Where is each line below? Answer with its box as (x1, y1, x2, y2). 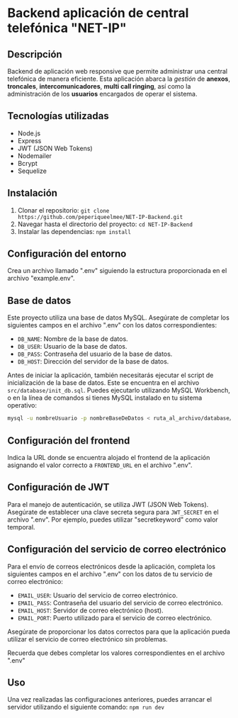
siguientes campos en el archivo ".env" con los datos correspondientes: (7, 321, 217, 330)
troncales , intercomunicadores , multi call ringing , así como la (7, 82, 191, 90)
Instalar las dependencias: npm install (17, 227, 131, 235)
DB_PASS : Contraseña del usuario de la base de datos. (17, 349, 173, 359)
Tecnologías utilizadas (7, 110, 109, 122)
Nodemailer (17, 151, 52, 160)
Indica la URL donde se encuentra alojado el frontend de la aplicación (7, 453, 210, 461)
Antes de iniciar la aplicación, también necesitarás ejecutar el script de (7, 371, 214, 380)
